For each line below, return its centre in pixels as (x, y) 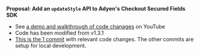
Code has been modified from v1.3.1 (59, 33)
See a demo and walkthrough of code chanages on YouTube (90, 27)
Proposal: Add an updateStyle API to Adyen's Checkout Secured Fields (96, 9)
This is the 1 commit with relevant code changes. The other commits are (104, 39)
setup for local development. (51, 45)
